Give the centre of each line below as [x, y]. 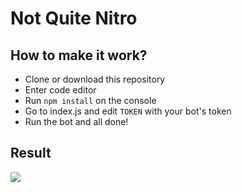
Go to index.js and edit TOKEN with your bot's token [128, 111]
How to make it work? [79, 55]
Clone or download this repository [95, 79]
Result [31, 153]
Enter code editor [60, 90]
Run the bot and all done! [76, 121]
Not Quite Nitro [74, 18]
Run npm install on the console [90, 100]
